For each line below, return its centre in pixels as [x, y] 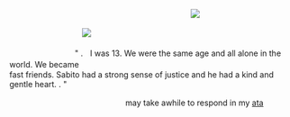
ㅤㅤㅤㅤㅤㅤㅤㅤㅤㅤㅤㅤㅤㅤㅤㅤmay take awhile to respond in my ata [136, 103]
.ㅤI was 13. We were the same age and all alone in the [181, 53]
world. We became [44, 64]
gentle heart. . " [38, 84]
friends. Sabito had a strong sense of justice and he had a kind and [150, 75]
